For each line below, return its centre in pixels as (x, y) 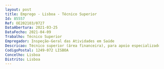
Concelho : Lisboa (23, 55)
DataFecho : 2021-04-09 (28, 32)
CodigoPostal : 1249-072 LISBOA (37, 50)
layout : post (18, 9)
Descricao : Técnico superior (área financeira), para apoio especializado (83, 46)
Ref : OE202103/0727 (25, 23)
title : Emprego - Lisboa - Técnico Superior (51, 14)
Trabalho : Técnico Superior (34, 37)
